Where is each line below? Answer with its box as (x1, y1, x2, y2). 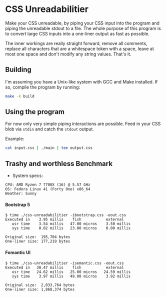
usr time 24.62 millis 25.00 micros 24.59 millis (11, 269, 131, 274)
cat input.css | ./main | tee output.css (5, 145, 93, 150)
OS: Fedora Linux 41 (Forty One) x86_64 (5, 186, 91, 192)
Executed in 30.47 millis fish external (5, 265, 124, 270)
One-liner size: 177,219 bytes (5, 239, 70, 244)
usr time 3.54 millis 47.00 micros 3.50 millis (11, 221, 131, 226)
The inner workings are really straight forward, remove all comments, (5, 40, 147, 46)
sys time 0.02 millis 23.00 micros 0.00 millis (11, 226, 131, 231)
